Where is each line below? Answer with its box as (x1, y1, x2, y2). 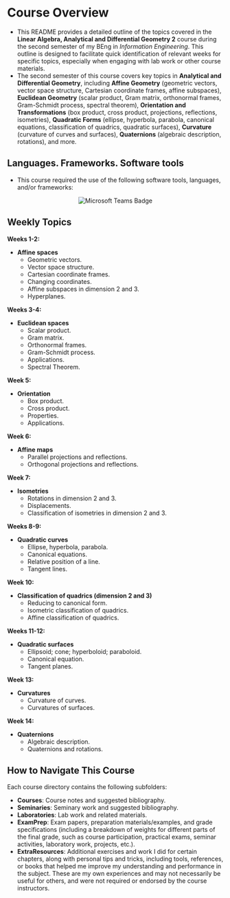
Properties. (27, 411, 59, 420)
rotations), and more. (16, 137, 77, 145)
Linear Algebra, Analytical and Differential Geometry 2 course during (16, 34, 217, 43)
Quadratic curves (16, 535, 69, 544)
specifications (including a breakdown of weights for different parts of (16, 826, 216, 834)
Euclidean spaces (16, 318, 69, 327)
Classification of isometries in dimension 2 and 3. (27, 509, 167, 517)
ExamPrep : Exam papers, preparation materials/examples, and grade (16, 818, 213, 826)
